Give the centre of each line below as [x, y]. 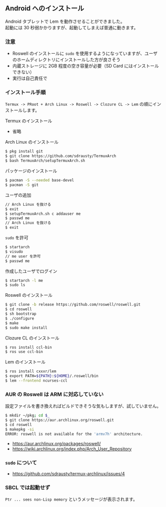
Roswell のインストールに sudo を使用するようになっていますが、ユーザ [85, 54]
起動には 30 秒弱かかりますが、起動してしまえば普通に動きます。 [72, 27]
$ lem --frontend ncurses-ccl [36, 381]
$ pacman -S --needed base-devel [40, 180]
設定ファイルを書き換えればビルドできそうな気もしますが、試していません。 [83, 406]
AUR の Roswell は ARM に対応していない [55, 394]
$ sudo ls [15, 285]
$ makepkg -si [20, 429]
